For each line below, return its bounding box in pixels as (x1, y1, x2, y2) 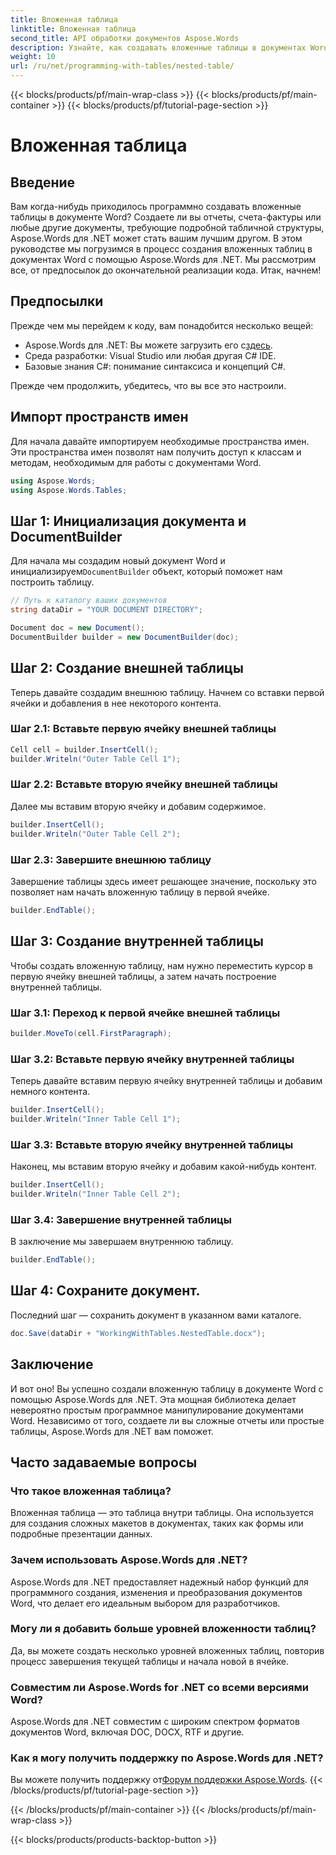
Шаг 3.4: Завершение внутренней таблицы (10, 1212, 233, 1226)
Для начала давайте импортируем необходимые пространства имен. (10, 435, 310, 447)
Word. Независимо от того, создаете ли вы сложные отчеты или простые (10, 1414, 325, 1426)
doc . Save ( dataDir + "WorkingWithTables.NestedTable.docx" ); (10, 1328, 267, 1338)
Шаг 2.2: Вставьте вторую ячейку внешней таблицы (10, 777, 278, 791)
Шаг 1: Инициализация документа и (10, 512, 247, 530)
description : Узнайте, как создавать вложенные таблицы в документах (10, 42, 307, 53)
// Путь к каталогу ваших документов (10, 596, 168, 606)
